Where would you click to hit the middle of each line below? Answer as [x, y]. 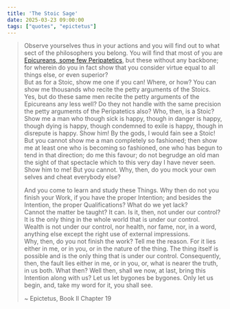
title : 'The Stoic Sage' [43, 13]
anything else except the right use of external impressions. [107, 234]
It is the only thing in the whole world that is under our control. [112, 220]
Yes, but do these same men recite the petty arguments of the [112, 97]
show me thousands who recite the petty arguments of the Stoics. [117, 89]
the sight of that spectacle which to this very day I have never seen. [120, 163]
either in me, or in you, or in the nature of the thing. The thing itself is [121, 249]
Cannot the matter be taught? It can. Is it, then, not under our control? [122, 212]
